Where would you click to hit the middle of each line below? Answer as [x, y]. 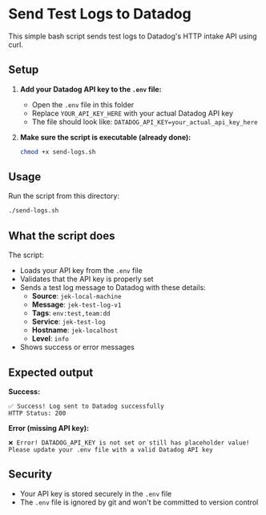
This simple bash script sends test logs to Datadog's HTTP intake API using [133, 36]
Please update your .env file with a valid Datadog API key [111, 449]
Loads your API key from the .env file [81, 271]
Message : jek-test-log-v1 [77, 304]
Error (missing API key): [49, 428]
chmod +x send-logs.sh [58, 152]
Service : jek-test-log [69, 322]
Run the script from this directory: [64, 196]
